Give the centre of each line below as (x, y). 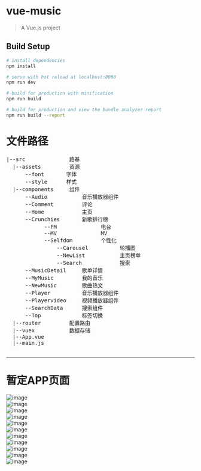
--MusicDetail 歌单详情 (64, 270)
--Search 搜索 (93, 263)
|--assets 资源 (46, 167)
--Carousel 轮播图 (96, 248)
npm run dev (21, 82)
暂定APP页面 (38, 380)
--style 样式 (51, 182)
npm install (21, 66)
